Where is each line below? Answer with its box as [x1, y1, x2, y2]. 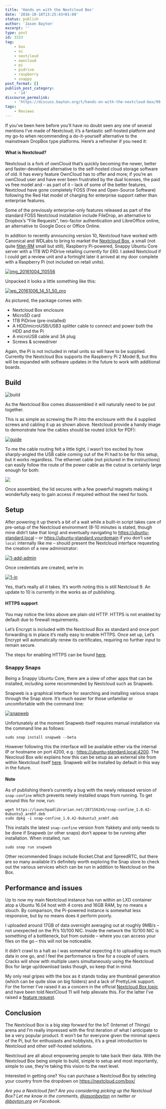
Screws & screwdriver [12, 339, 57, 345]
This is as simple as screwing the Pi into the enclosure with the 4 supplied [5, 416, 156, 422]
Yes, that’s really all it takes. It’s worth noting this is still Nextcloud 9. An [5, 584, 151, 590]
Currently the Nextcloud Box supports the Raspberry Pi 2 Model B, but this [5, 353, 158, 360]
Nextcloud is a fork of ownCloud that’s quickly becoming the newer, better [5, 161, 157, 167]
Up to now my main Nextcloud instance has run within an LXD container [5, 897, 152, 903]
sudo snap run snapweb [5, 845, 52, 850]
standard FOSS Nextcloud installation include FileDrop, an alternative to [5, 212, 151, 218]
